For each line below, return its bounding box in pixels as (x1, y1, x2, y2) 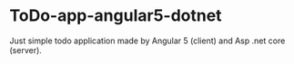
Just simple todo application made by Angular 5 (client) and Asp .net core (9, 35, 286, 46)
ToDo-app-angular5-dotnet (9, 5, 222, 26)
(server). (9, 44, 43, 55)
